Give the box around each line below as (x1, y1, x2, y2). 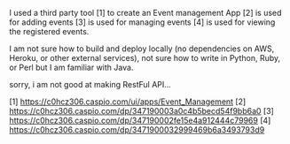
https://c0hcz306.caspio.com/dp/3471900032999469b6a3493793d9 (9, 125, 265, 135)
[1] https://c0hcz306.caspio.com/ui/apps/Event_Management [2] (9, 96, 247, 107)
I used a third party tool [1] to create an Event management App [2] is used (9, 8, 282, 18)
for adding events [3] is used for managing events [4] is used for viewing (9, 17, 276, 27)
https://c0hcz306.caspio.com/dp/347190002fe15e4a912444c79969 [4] (9, 115, 271, 125)
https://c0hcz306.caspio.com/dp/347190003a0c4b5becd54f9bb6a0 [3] (9, 106, 275, 116)
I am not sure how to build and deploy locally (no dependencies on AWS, (9, 43, 275, 54)
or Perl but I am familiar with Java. (9, 62, 134, 72)
